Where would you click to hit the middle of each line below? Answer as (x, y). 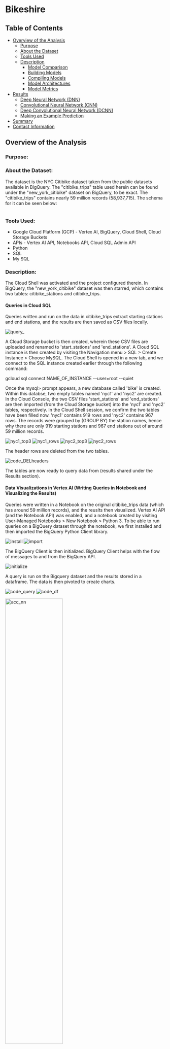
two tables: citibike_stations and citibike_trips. (53, 294)
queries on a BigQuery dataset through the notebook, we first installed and (83, 526)
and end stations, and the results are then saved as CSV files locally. (77, 322)
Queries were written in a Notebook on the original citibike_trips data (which (84, 504)
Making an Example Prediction (52, 116)
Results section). (23, 476)
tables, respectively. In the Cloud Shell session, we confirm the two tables (82, 410)
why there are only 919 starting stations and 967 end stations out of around (84, 426)
